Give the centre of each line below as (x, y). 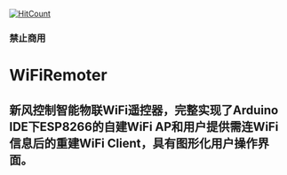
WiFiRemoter (59, 76)
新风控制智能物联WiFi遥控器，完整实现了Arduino (144, 110)
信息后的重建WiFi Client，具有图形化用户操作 (133, 143)
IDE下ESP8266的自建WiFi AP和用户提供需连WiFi (144, 127)
